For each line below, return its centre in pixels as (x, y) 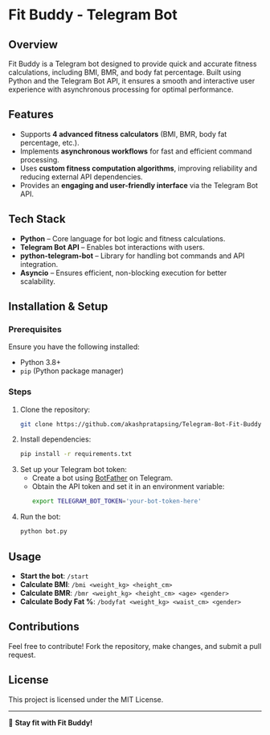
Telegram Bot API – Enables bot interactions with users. (112, 247)
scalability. (38, 281)
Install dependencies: (55, 439)
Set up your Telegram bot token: (73, 470)
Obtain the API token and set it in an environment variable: (128, 487)
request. (22, 655)
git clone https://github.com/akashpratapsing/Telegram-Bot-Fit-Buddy (141, 424)
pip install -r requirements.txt (76, 454)
